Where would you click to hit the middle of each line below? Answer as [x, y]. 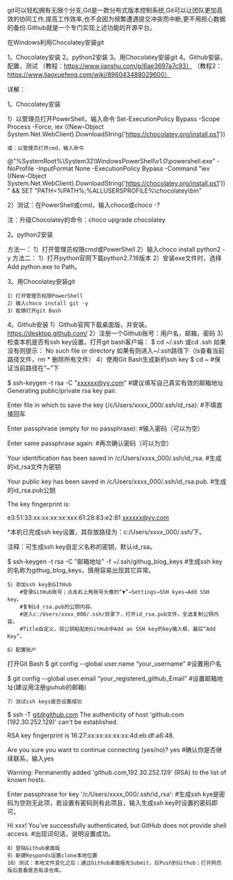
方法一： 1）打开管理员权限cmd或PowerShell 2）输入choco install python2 [114, 249]
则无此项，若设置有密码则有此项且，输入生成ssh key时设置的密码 [119, 803]
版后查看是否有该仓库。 [36, 870]
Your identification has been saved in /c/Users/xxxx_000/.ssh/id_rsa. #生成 [114, 458]
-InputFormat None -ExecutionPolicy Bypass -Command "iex [123, 168]
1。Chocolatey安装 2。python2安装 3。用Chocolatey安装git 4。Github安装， [117, 57]
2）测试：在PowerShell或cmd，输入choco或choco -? [83, 205]
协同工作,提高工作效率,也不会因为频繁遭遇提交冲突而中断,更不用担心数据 [122, 19]
